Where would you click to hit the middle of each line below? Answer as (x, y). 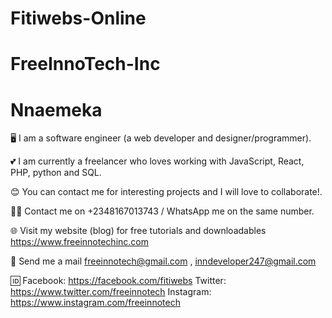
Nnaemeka (56, 109)
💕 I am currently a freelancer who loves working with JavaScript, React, (157, 161)
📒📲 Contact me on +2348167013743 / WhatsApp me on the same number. (162, 211)
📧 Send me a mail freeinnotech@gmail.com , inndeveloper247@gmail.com (163, 261)
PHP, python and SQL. (56, 173)
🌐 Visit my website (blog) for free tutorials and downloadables (138, 231)
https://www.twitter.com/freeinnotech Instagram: (111, 292)
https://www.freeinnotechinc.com (79, 242)
